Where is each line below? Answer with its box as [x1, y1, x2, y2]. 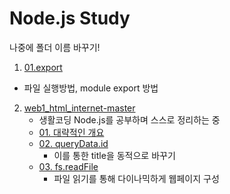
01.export [23, 61, 63, 73]
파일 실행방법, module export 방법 [23, 82, 159, 94]
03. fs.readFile [38, 160, 99, 172]
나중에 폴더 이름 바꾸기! [9, 41, 101, 53]
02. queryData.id [38, 137, 109, 149]
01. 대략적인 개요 [38, 126, 105, 138]
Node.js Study [9, 7, 131, 30]
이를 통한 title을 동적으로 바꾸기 [53, 149, 176, 161]
